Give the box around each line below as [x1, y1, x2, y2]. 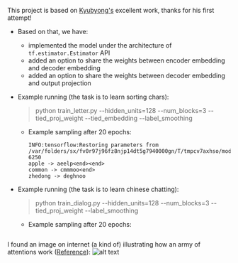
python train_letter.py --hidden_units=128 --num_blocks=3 [35, 107, 207, 114]
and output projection [28, 79, 92, 87]
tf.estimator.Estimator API [28, 49, 110, 57]
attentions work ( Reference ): [7, 248, 91, 256]
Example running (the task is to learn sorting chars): [17, 92, 169, 101]
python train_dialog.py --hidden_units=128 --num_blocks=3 [35, 199, 210, 207]
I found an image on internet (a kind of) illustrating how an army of [7, 240, 200, 248]
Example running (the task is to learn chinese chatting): [17, 185, 179, 193]
